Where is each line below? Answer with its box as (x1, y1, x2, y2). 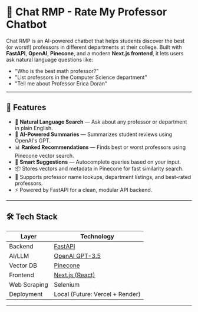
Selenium (54, 280, 80, 288)
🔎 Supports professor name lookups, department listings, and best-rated (14, 173, 192, 180)
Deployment (9, 290, 43, 298)
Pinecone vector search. (14, 152, 75, 159)
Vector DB (9, 261, 37, 270)
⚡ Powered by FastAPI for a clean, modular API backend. (14, 186, 153, 193)
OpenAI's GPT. (14, 137, 51, 144)
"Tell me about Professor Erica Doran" (14, 79, 108, 87)
